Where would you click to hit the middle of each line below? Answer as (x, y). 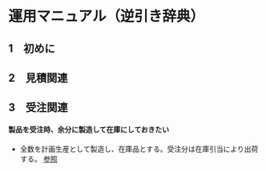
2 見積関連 (38, 78)
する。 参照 (38, 159)
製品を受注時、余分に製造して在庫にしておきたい (89, 129)
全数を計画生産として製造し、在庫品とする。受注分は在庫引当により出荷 (139, 149)
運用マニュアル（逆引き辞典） (107, 16)
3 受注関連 (38, 107)
